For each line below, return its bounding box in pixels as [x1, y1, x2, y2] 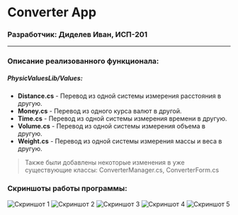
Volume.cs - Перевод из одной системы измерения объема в [17, 122, 205, 131]
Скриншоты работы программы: [7, 184, 127, 194]
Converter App [7, 4, 97, 21]
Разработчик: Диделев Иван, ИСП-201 [7, 30, 148, 40]
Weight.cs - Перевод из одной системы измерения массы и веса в [17, 137, 222, 145]
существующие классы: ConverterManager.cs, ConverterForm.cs [24, 166, 220, 175]
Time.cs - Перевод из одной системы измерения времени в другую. [17, 114, 227, 123]
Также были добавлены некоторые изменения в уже [24, 158, 186, 167]
